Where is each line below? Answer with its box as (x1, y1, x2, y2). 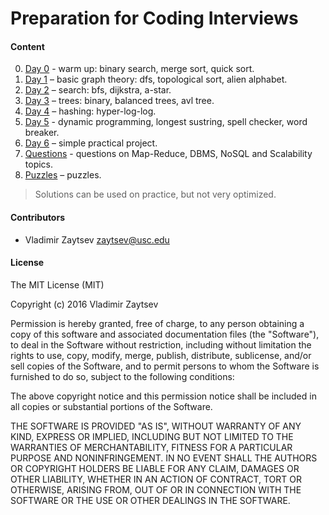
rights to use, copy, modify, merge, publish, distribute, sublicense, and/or (10, 349, 312, 361)
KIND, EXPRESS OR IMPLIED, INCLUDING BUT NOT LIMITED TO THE (10, 430, 294, 442)
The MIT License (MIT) (10, 278, 105, 291)
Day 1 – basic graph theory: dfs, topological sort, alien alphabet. (24, 73, 288, 86)
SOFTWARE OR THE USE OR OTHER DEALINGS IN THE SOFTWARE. (10, 494, 291, 506)
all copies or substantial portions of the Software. (10, 400, 213, 412)
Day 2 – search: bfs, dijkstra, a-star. (24, 84, 172, 96)
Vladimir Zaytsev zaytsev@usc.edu (24, 233, 170, 246)
